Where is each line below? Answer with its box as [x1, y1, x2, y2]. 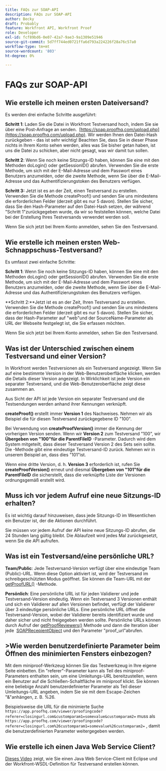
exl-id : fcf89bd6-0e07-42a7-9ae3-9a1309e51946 [5, 35, 103, 40]
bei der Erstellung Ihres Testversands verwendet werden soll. [5, 214, 130, 220]
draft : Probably [5, 21, 39, 26]
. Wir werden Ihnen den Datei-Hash [85, 132, 158, 138]
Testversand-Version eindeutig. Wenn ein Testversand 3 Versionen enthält [5, 596, 157, 602]
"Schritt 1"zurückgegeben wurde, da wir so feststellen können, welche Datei [5, 209, 161, 215]
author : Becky [5, 16, 35, 21]
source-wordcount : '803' [5, 49, 56, 53]
